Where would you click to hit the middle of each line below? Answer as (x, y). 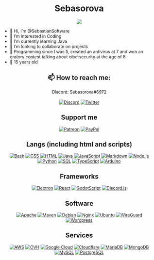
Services (79, 236)
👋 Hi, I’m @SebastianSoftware (40, 31)
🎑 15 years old (24, 62)
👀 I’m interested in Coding (35, 36)
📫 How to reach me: (79, 78)
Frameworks (79, 176)
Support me (79, 118)
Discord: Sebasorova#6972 (79, 92)
